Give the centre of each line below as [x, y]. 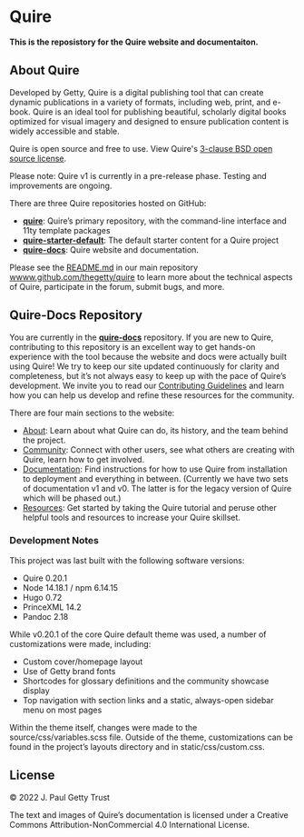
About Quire [44, 70]
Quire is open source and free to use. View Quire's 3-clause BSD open [141, 148]
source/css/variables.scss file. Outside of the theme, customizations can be [151, 737]
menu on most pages [62, 710]
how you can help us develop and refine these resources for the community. [152, 395]
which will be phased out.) [72, 498]
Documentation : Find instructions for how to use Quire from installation [155, 469]
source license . [38, 158]
